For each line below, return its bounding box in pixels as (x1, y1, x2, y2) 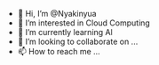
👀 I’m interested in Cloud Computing (17, 18, 151, 28)
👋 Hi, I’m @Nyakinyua (17, 9, 97, 18)
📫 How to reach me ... (17, 47, 100, 56)
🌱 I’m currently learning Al (17, 27, 113, 37)
